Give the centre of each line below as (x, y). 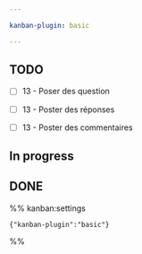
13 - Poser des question (66, 92)
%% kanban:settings (48, 208)
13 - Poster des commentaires (77, 127)
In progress (42, 157)
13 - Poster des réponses (68, 109)
